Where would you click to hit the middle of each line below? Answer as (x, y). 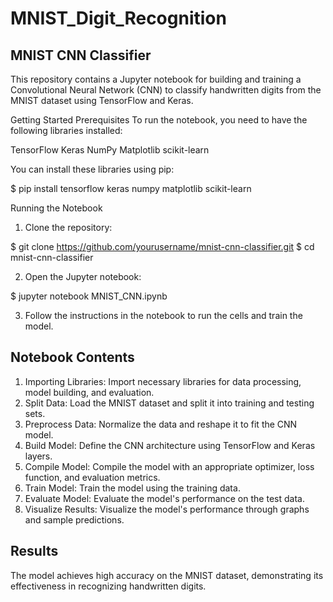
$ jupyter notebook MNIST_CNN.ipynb (89, 296)
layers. (38, 456)
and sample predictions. (74, 519)
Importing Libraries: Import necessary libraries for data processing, (163, 381)
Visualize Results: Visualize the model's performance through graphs (167, 509)
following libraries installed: (66, 130)
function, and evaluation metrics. (92, 477)
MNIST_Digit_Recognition (118, 18)
